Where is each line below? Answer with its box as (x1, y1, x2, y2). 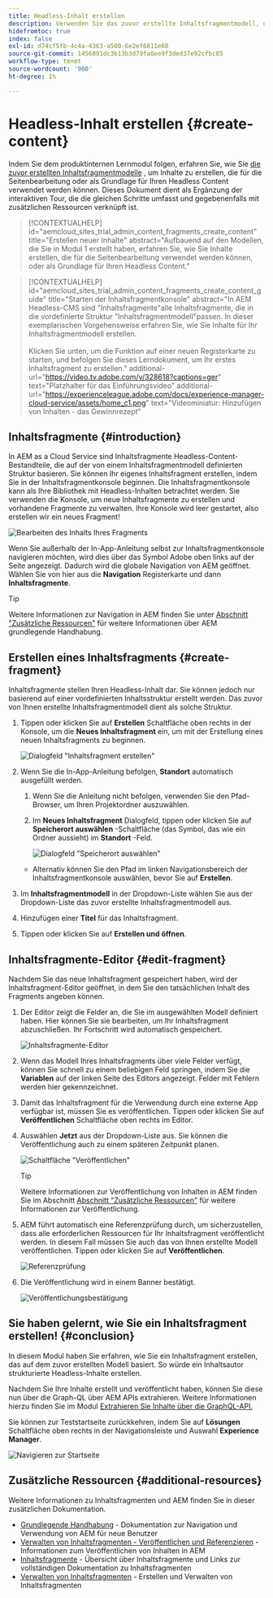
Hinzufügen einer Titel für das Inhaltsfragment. (19, 913, 179, 923)
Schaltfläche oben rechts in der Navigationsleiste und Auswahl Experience (8, 1426, 259, 1435)
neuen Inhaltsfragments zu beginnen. (19, 736, 146, 745)
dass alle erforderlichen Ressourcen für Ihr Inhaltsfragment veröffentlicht (19, 1229, 265, 1238)
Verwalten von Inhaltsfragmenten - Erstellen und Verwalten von (19, 1571, 233, 1581)
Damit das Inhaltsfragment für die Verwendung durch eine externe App (19, 1098, 258, 1107)
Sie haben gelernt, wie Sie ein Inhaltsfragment (8, 1316, 248, 1330)
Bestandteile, (8, 461, 53, 470)
